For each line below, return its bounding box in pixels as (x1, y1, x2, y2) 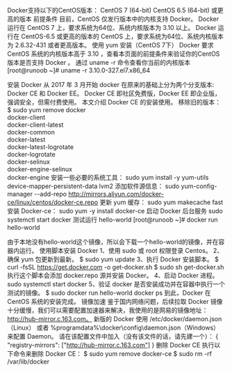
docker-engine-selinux (7, 165, 73, 173)
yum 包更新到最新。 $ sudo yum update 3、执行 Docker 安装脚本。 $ (20, 255, 219, 263)
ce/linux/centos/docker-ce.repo (7, 198, 99, 206)
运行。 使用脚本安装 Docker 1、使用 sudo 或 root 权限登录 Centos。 (19, 247, 212, 254)
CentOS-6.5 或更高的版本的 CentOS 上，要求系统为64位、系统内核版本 (20, 32, 224, 40)
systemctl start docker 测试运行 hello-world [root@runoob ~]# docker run (7, 215, 218, 224)
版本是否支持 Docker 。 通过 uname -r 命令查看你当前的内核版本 (7, 59, 191, 66)
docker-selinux (7, 157, 51, 166)
